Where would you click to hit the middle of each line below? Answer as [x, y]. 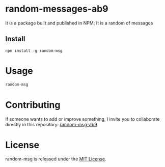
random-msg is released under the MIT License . [56, 159]
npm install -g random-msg [34, 51]
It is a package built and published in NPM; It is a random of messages [79, 23]
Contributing [33, 105]
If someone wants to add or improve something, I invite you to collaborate [82, 119]
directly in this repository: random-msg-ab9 [51, 124]
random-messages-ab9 [57, 9]
